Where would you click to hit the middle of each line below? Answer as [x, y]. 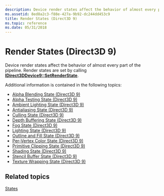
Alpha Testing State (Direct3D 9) [45, 100]
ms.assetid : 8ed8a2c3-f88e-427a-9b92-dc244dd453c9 [58, 14]
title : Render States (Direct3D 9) [41, 18]
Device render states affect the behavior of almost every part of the [73, 65]
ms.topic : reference [26, 23]
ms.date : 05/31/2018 [26, 28]
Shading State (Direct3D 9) [39, 151]
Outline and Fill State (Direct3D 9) [46, 136]
